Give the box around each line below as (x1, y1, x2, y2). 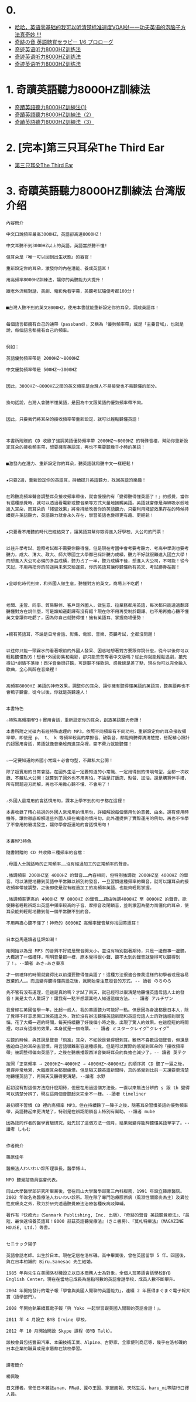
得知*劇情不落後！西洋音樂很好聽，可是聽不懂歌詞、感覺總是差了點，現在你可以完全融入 (6, 660, 187, 666)
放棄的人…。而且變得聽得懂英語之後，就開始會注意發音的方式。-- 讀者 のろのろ (6, 978, 171, 984)
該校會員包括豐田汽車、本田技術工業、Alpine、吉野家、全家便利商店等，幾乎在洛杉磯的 (6, 1339, 187, 1345)
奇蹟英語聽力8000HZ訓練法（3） (14, 118, 95, 125)
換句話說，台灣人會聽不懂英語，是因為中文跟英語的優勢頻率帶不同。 (6, 400, 146, 406)
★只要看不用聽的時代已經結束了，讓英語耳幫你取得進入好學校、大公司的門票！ (6, 529, 166, 535)
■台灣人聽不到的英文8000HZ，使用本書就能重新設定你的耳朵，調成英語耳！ (6, 305, 160, 311)
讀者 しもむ (6, 1126, 31, 1132)
